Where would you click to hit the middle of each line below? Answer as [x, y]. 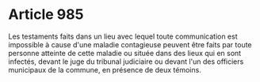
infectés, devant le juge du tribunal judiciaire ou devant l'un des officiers [126, 61]
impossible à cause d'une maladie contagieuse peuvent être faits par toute [130, 44]
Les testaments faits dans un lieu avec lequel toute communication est [123, 36]
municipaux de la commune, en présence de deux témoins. [105, 69]
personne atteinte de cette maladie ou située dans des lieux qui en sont [125, 53]
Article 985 [46, 15]
